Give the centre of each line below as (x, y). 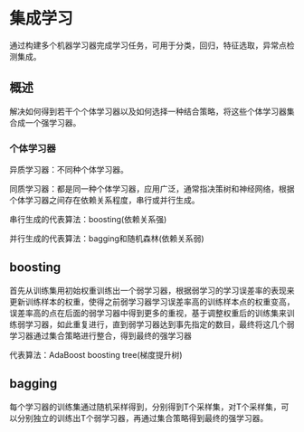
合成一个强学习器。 (45, 122)
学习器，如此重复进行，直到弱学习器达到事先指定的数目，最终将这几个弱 (160, 324)
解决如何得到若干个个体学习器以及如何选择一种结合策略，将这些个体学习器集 (152, 111)
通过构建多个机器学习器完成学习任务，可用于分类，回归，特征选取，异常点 (148, 45)
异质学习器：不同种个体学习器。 (69, 170)
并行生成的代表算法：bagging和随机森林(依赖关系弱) (107, 239)
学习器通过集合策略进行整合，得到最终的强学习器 (100, 335)
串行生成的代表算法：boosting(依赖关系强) (88, 220)
